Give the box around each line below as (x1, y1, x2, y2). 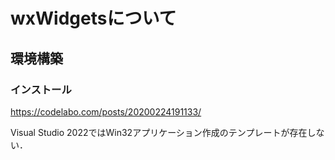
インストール (10, 82, 72, 96)
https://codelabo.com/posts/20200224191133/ (10, 105, 202, 118)
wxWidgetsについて (10, 7, 177, 30)
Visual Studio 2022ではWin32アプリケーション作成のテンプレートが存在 (10, 126, 308, 138)
